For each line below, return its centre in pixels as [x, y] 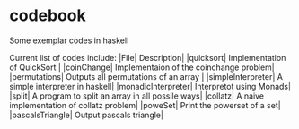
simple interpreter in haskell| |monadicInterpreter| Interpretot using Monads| [150, 86]
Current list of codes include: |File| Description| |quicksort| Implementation [148, 57]
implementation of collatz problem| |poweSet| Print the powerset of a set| [145, 105]
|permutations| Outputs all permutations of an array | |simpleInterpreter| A [146, 76]
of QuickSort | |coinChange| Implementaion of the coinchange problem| [142, 67]
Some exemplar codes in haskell [69, 40]
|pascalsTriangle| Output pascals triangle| [87, 115]
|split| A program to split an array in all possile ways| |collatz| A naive [137, 96]
